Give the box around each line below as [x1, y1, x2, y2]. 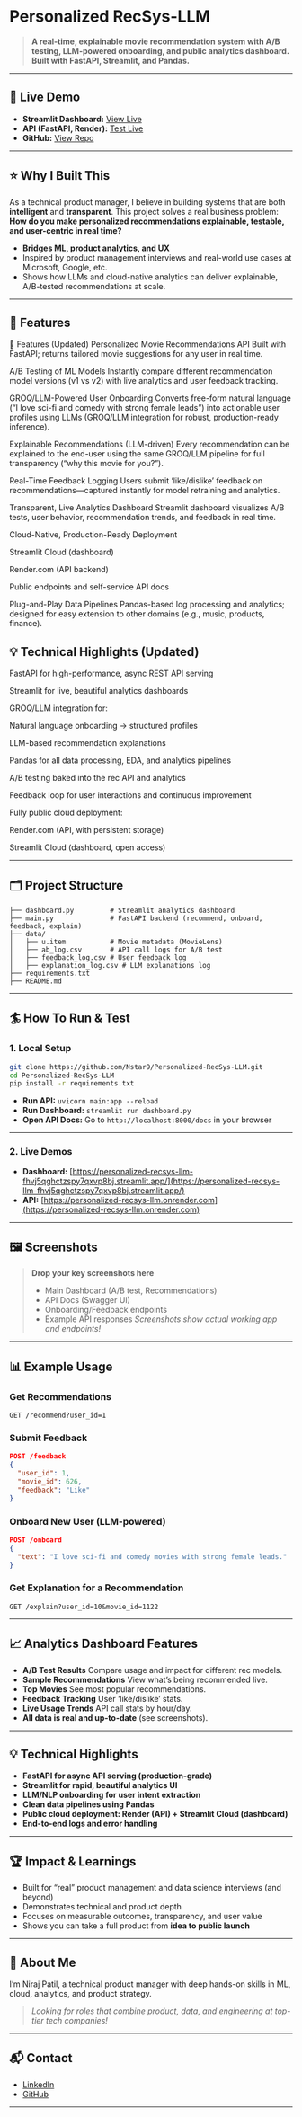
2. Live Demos [9, 1146, 73, 1158]
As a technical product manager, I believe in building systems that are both [9, 196, 286, 208]
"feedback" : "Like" [17, 1485, 91, 1494]
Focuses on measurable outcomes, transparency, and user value [22, 1911, 262, 1922]
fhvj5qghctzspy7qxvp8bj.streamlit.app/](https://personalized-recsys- [22, 1175, 280, 1186]
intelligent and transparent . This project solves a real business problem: [9, 206, 279, 217]
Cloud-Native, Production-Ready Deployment [9, 529, 178, 540]
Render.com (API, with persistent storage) [9, 825, 164, 836]
